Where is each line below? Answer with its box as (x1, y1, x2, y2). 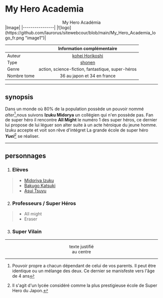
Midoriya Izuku (24, 177, 54, 183)
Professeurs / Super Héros (12, 200, 76, 207)
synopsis (5, 93, 33, 101)
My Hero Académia (62, 19, 101, 25)
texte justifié (69, 244, 94, 249)
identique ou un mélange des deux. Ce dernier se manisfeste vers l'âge (12, 268, 155, 274)
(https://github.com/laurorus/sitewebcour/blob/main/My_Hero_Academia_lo (5, 30, 156, 35)
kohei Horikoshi (72, 52, 103, 59)
